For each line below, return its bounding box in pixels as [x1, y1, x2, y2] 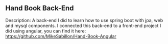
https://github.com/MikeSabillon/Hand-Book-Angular [5, 33, 116, 39]
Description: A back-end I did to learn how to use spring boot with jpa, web [5, 17, 163, 23]
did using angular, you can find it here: [5, 27, 86, 34]
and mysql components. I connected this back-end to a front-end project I [5, 22, 161, 28]
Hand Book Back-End [5, 4, 74, 12]
